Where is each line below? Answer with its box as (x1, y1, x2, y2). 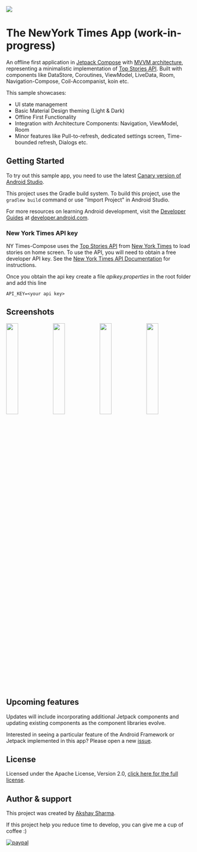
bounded (14, 138, 37, 145)
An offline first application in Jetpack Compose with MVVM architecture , (6, 58, 183, 66)
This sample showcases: (6, 89, 66, 96)
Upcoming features (6, 697, 79, 707)
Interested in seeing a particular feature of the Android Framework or (6, 730, 175, 738)
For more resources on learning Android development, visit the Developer (6, 207, 186, 215)
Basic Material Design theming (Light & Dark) (14, 107, 125, 114)
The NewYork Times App (6, 26, 132, 40)
